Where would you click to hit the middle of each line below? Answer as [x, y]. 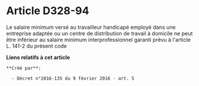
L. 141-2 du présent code [37, 46]
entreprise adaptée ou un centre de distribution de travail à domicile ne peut [99, 33]
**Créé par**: [24, 68]
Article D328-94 [48, 11]
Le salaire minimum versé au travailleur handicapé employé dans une [91, 27]
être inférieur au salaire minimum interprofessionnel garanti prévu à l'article [98, 39]
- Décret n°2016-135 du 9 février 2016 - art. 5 [73, 78]
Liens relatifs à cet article [38, 57]
